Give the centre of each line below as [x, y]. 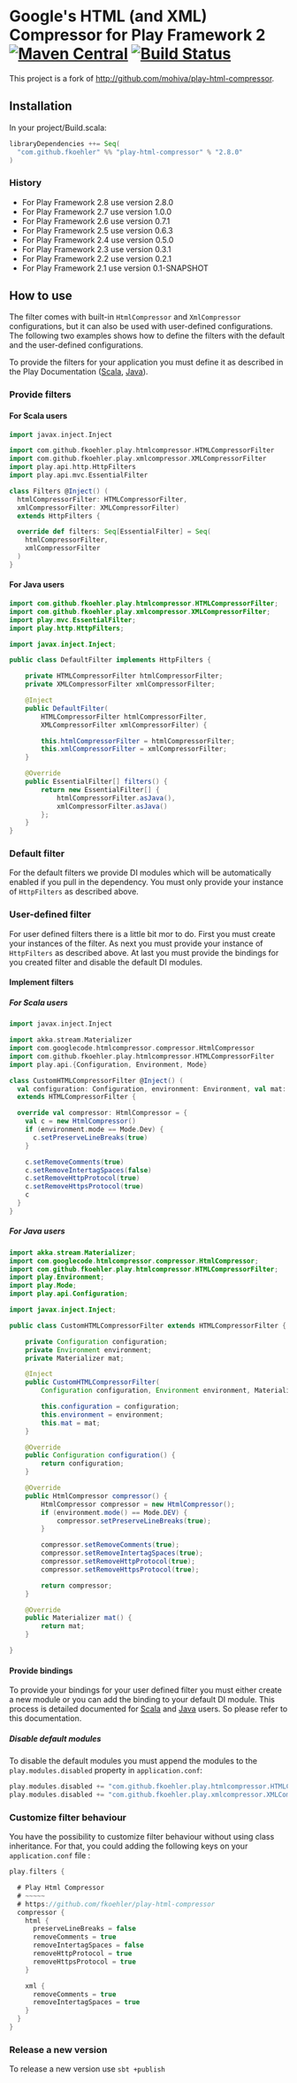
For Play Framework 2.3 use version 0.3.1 [96, 249]
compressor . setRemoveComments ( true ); [110, 1545]
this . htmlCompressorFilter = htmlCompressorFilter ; [138, 741]
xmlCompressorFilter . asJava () [112, 806]
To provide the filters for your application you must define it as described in [146, 362]
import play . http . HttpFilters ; [67, 628]
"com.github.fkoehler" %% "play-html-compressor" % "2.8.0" [130, 152]
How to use [41, 296]
